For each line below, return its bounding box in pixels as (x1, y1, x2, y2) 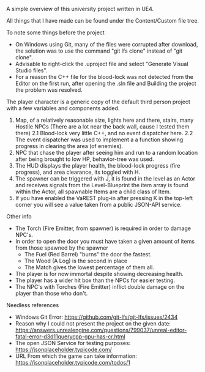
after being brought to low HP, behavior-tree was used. (15, 155, 154, 163)
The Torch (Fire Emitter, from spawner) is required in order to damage (15, 225, 192, 232)
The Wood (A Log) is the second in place (24, 257, 128, 264)
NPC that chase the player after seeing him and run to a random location (15, 149, 198, 156)
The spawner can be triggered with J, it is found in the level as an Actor (15, 175, 196, 182)
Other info (6, 213, 32, 220)
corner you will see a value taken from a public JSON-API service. (15, 201, 182, 208)
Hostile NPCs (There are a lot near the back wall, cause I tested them (15, 123, 190, 130)
